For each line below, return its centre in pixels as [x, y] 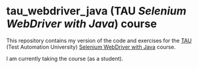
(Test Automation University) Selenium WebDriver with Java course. [91, 47]
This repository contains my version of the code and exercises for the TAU [99, 40]
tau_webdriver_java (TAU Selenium [96, 11]
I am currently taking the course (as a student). [65, 58]
